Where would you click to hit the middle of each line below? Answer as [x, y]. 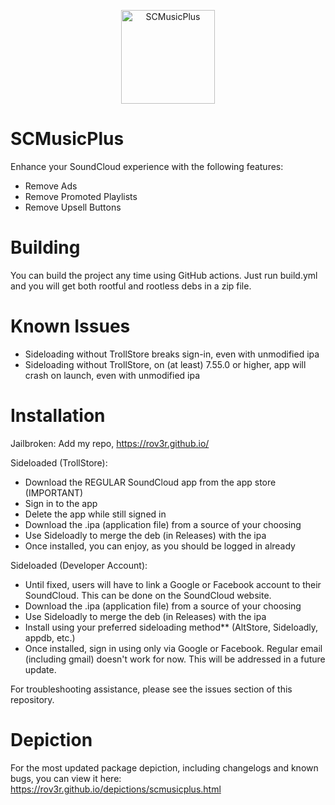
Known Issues [70, 326]
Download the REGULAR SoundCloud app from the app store [150, 482]
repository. [32, 699]
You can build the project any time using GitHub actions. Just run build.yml [164, 275]
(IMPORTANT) [54, 492]
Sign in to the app [61, 503]
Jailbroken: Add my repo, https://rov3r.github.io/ [110, 443]
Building [45, 247]
